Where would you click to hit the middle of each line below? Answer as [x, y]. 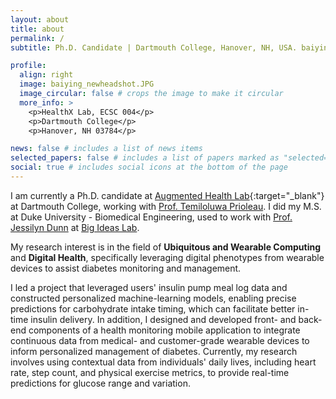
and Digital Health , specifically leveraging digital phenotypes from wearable [167, 257]
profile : [28, 66]
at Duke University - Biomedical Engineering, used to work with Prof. [151, 217]
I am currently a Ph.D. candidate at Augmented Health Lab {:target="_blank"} [167, 195]
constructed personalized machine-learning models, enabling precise [153, 298]
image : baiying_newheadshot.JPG [87, 84]
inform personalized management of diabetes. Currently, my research [154, 351]
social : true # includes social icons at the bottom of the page [149, 167]
